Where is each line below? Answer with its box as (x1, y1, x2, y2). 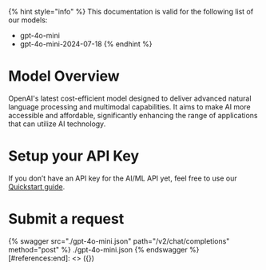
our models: (8, 15, 48, 25)
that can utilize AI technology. (8, 119, 106, 129)
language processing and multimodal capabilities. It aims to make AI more (8, 101, 251, 111)
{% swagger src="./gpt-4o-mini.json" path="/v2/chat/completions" (8, 236, 230, 246)
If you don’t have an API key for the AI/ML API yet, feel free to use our (8, 173, 237, 183)
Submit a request (8, 210, 125, 228)
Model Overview (8, 67, 120, 85)
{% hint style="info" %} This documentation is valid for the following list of (8, 7, 254, 16)
